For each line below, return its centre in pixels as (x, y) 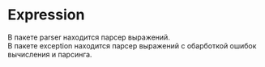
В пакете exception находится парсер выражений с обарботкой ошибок (132, 45)
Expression (46, 15)
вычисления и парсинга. (50, 54)
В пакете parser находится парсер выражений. (89, 37)
